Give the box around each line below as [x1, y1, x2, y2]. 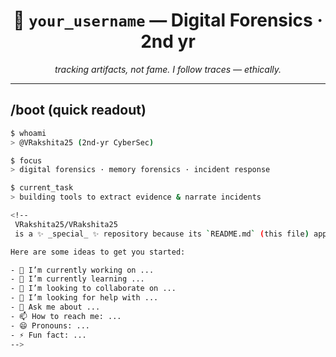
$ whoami [10, 128, 47, 138]
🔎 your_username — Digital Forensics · [13, 9, 323, 32]
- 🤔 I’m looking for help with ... [10, 293, 159, 303]
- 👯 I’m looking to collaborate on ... [10, 284, 177, 294]
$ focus [10, 155, 43, 166]
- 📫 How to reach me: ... [10, 311, 122, 321]
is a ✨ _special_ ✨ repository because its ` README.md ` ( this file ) [14, 229, 310, 239]
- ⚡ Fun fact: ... [10, 330, 87, 340]
